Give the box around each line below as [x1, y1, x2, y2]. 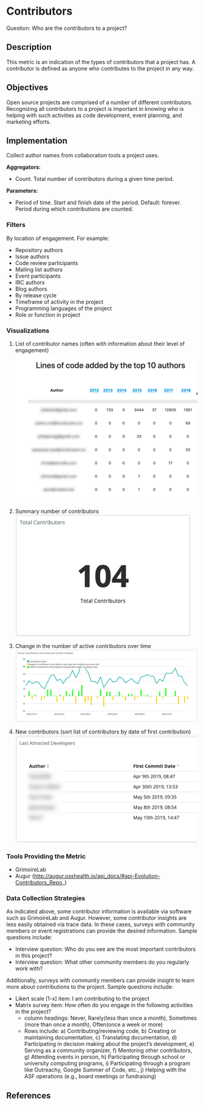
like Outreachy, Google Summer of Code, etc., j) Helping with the [24, 1066, 186, 1073]
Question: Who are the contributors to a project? [6, 24, 127, 32]
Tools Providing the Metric [6, 852, 86, 860]
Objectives [6, 82, 49, 93]
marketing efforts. [6, 118, 52, 125]
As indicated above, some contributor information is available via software [6, 908, 192, 915]
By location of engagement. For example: [6, 235, 109, 242]
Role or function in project [15, 311, 81, 318]
